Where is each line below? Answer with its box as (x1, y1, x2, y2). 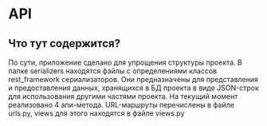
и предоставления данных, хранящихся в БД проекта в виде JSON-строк (8, 83, 259, 93)
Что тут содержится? (8, 37, 121, 50)
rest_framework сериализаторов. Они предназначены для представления (8, 75, 259, 84)
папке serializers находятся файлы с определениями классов (8, 66, 218, 76)
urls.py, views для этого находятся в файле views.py (8, 108, 185, 118)
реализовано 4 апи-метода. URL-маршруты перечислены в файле (8, 100, 235, 109)
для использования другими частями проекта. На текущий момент (8, 92, 238, 100)
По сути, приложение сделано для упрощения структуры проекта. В (8, 57, 243, 67)
